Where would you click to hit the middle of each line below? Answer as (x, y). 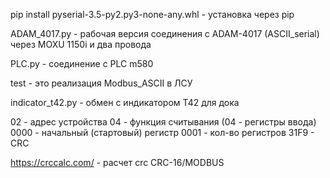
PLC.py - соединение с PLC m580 (82, 63)
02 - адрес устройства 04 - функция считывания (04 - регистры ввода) (163, 122)
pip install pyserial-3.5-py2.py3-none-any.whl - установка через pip (152, 14)
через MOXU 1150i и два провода (81, 44)
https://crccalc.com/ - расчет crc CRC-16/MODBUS (117, 162)
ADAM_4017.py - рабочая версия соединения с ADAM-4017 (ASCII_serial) (165, 33)
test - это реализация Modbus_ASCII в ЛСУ (101, 83)
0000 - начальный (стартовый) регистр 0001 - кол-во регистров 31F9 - (162, 132)
